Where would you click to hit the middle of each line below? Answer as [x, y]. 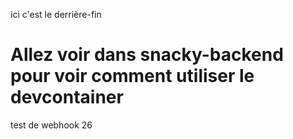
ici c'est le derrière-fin [56, 14]
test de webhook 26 [51, 125]
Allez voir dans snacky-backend [147, 55]
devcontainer [67, 97]
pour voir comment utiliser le [132, 76]
